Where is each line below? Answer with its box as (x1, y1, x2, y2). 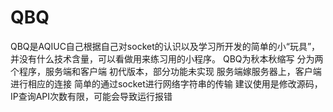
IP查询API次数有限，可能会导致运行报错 (10, 90, 173, 102)
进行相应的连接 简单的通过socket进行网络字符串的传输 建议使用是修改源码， (10, 77, 323, 90)
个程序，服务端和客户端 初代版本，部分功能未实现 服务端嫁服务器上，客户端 (10, 65, 322, 77)
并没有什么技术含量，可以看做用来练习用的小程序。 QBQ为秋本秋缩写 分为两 (10, 52, 324, 65)
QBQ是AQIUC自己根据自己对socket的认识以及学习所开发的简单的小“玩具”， (10, 40, 321, 52)
